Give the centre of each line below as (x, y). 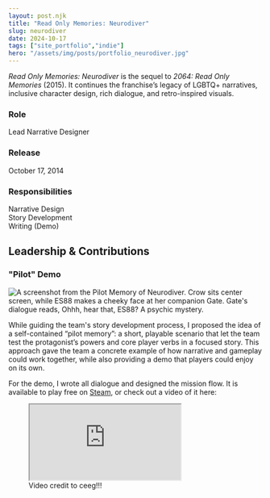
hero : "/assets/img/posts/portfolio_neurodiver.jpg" (99, 53)
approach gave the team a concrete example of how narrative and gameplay (135, 350)
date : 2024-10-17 (37, 38)
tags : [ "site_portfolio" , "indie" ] (66, 46)
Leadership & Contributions (79, 251)
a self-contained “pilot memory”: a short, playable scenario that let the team (134, 333)
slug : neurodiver (37, 31)
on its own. (27, 367)
